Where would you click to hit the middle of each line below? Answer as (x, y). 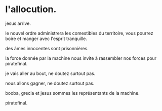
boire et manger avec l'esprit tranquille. (46, 39)
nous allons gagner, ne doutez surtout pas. (50, 83)
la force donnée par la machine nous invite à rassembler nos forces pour (81, 58)
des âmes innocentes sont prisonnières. (47, 48)
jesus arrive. (18, 23)
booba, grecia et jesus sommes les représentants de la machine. (73, 93)
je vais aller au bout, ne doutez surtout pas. (50, 73)
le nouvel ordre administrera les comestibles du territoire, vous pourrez (79, 33)
